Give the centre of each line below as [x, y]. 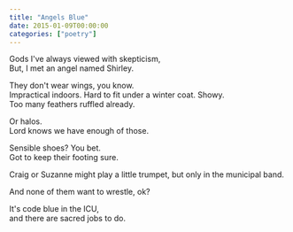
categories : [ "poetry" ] [53, 34]
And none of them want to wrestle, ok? [80, 192]
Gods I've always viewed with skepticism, [85, 59]
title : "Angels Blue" [49, 17]
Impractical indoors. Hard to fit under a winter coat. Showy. [117, 95]
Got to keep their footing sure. [64, 158]
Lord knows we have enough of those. [79, 131]
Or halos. [26, 121]
